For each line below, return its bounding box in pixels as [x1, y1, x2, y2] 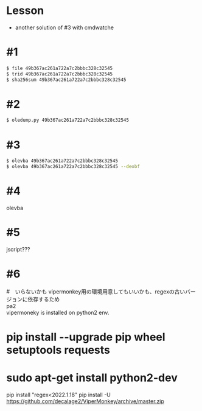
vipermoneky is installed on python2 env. [6, 309, 110, 316]
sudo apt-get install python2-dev [6, 371, 178, 385]
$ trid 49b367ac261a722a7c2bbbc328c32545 [6, 71, 113, 77]
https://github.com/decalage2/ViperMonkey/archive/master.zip [6, 397, 164, 405]
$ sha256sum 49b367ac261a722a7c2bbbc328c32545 [6, 77, 127, 83]
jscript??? [6, 245, 30, 253]
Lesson [6, 4, 44, 18]
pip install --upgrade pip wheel [6, 330, 165, 344]
